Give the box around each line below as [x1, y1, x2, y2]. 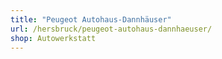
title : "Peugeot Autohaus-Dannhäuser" [10, 14, 172, 25]
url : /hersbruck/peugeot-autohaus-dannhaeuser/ [10, 24, 213, 34]
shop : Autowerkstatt [10, 33, 97, 43]
